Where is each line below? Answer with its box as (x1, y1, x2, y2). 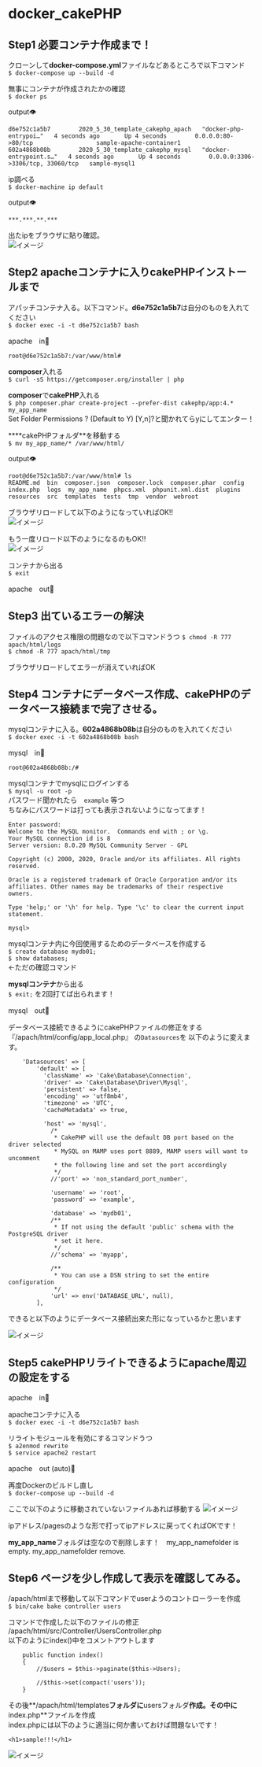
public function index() (22, 1651, 104, 1659)
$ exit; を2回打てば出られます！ (8, 989, 116, 999)
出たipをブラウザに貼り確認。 (8, 231, 104, 240)
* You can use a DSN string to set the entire (54, 1272, 210, 1280)
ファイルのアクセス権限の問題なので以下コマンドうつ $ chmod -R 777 (8, 631, 232, 641)
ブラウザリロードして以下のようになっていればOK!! (8, 507, 174, 516)
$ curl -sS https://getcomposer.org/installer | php (8, 375, 185, 383)
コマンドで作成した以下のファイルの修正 (8, 1617, 139, 1627)
